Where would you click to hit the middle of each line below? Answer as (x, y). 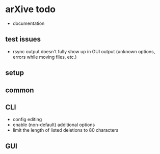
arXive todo (31, 9)
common (20, 90)
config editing (27, 120)
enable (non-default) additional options (54, 125)
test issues (23, 39)
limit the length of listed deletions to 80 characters (65, 130)
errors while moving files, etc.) (45, 57)
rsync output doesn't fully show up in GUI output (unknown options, (84, 51)
